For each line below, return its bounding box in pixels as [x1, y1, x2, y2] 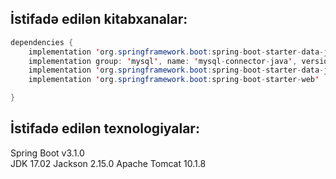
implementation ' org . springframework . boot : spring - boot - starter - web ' [28, 75, 320, 85]
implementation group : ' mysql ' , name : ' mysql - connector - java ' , [28, 56, 298, 66]
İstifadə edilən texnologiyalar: [10, 120, 200, 137]
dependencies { [10, 37, 74, 47]
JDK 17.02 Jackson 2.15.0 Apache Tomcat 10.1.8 [10, 157, 207, 169]
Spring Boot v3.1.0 [10, 147, 85, 159]
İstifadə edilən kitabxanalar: [10, 11, 188, 28]
